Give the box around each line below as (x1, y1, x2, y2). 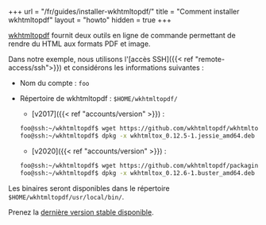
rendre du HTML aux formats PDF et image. (8, 39, 151, 48)
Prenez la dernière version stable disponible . (8, 207, 154, 217)
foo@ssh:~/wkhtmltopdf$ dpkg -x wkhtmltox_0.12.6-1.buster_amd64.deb (19, 169, 256, 177)
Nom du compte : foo (19, 79, 90, 87)
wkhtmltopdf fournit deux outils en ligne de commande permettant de (8, 31, 236, 40)
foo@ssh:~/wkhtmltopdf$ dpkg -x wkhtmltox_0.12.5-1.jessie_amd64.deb (19, 131, 256, 140)
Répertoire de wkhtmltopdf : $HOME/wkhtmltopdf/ (19, 94, 178, 103)
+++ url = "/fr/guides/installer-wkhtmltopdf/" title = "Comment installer (8, 7, 240, 16)
